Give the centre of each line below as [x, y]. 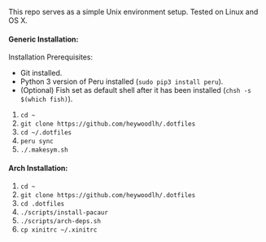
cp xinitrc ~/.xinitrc [59, 230]
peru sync [37, 142]
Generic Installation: [44, 39]
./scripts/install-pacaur [64, 213]
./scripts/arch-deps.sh [61, 222]
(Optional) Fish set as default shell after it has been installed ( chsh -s [136, 90]
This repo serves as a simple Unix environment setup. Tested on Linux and [133, 12]
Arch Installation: [38, 168]
